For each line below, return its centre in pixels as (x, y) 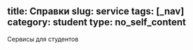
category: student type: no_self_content (96, 23)
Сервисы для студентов (43, 39)
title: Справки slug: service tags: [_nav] (96, 11)
